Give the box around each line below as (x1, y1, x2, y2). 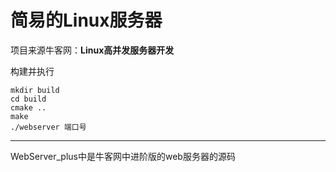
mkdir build (10, 85, 60, 95)
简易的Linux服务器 (10, 9, 163, 32)
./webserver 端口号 (10, 122, 87, 132)
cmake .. (10, 102, 47, 113)
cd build (10, 94, 47, 104)
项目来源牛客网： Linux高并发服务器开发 (10, 44, 175, 56)
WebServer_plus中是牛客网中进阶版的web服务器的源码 (10, 150, 236, 162)
